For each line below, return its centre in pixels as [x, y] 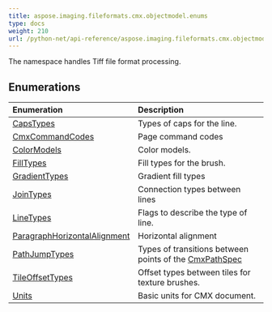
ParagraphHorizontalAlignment [71, 236]
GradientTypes [40, 177]
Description [161, 110]
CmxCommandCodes [53, 137]
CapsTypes [34, 124]
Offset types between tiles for [194, 272]
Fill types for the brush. [181, 163]
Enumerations [45, 87]
